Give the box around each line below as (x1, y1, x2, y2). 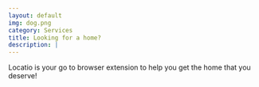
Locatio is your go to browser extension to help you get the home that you (8, 62, 251, 72)
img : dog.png (8, 19, 52, 27)
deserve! (8, 71, 37, 81)
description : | (8, 41, 59, 49)
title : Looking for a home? (8, 33, 102, 42)
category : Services (8, 26, 73, 34)
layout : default (8, 11, 62, 20)
